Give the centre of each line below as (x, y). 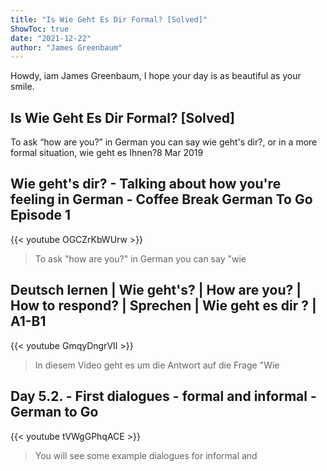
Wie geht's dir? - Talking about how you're (146, 184)
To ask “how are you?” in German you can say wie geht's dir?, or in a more (164, 142)
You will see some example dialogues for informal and (146, 455)
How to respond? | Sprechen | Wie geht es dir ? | (163, 306)
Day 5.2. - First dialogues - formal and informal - (163, 396)
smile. (22, 87)
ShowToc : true (40, 29)
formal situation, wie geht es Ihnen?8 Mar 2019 (107, 153)
